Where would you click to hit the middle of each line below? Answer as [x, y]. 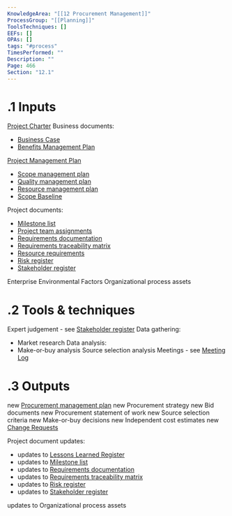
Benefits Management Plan [56, 147]
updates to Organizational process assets [67, 506]
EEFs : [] [20, 33]
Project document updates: [46, 441]
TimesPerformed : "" [36, 53]
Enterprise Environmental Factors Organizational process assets [99, 282]
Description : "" [31, 59]
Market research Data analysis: [62, 343]
